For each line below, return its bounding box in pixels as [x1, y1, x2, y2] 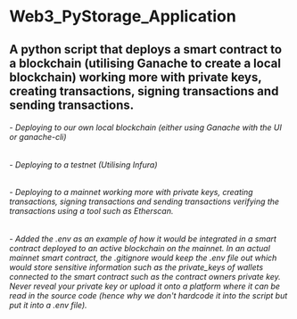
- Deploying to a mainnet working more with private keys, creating [9, 187, 253, 198]
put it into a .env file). [9, 300, 87, 310]
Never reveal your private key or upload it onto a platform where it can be [9, 281, 281, 291]
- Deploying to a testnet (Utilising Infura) [9, 159, 158, 170]
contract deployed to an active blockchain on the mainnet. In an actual [9, 243, 270, 253]
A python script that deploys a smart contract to [9, 42, 283, 57]
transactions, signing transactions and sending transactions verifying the [9, 196, 279, 207]
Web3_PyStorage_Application [9, 6, 236, 27]
